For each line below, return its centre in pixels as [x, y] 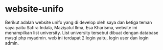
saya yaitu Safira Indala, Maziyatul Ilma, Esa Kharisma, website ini [71, 27]
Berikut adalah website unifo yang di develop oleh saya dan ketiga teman [79, 22]
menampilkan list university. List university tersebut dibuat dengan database [82, 33]
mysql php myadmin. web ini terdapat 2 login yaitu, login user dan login [77, 38]
